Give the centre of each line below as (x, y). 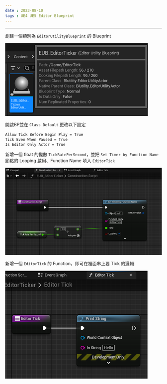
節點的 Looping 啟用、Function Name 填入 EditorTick (60, 160)
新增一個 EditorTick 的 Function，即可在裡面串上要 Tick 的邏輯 (70, 263)
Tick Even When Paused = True (37, 139)
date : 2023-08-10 (24, 10)
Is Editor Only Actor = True (35, 144)
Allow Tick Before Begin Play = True (44, 134)
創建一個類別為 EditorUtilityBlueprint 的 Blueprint (58, 36)
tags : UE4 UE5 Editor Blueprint (40, 16)
